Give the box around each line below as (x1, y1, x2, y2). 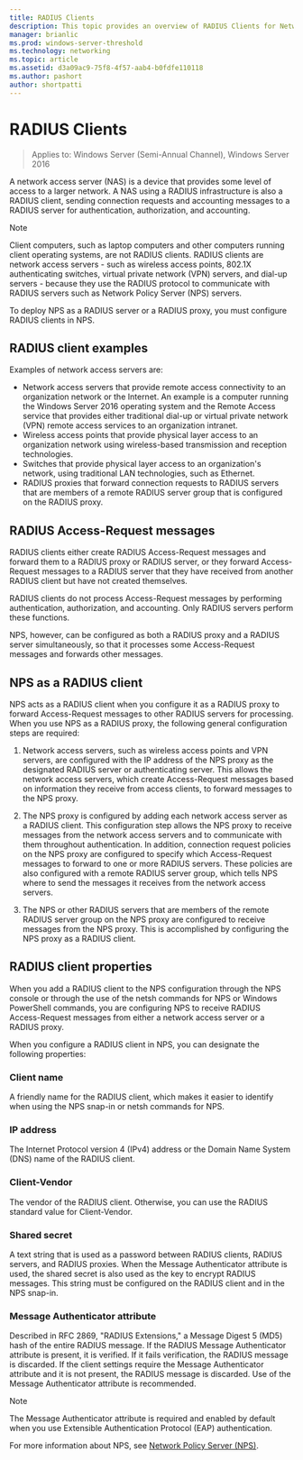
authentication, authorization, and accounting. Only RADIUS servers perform (9, 603, 294, 614)
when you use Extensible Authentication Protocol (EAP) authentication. (9, 1423, 273, 1434)
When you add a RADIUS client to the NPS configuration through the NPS (9, 983, 281, 994)
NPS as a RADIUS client (9, 675, 143, 690)
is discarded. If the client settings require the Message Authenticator (9, 1359, 264, 1370)
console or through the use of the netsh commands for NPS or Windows (9, 992, 278, 1003)
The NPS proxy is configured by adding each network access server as (22, 810, 288, 821)
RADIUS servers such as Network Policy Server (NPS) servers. (9, 287, 242, 298)
